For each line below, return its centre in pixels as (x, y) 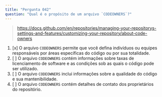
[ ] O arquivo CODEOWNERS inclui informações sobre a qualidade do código (85, 74)
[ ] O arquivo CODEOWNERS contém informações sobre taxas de (73, 58)
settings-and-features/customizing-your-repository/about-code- (82, 33)
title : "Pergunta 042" (28, 10)
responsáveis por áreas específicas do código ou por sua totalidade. (81, 53)
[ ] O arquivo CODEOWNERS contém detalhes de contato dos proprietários (83, 84)
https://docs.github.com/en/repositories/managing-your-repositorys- (87, 28)
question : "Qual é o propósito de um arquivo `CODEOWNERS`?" (69, 14)
